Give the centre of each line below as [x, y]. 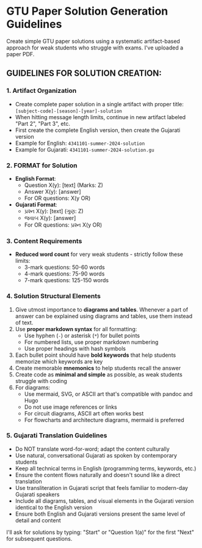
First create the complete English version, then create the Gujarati [98, 130]
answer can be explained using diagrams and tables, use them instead [104, 316]
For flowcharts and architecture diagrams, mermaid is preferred [104, 420]
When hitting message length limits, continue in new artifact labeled [100, 117]
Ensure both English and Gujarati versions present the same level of [100, 514]
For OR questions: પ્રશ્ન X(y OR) [63, 225]
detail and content [38, 520]
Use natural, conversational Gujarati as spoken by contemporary [96, 455]
